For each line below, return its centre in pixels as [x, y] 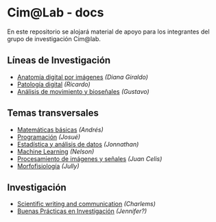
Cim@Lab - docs [56, 13]
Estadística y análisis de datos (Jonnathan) [78, 144]
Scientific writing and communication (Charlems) [86, 204]
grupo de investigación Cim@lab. [54, 38]
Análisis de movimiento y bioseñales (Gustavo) [83, 91]
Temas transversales [53, 113]
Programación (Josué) [49, 137]
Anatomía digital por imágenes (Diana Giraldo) [83, 77]
